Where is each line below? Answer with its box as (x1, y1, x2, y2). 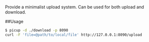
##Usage (5, 19, 24, 24)
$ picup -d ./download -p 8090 (5, 28, 68, 33)
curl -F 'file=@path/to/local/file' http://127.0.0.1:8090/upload (5, 32, 142, 37)
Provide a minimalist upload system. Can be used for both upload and (5, 4, 144, 10)
